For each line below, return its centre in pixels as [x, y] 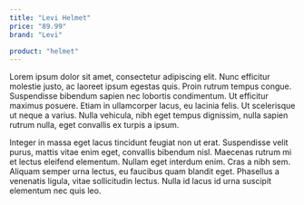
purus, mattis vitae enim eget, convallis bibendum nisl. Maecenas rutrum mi [151, 152]
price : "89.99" [38, 26]
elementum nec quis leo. [55, 190]
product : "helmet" [44, 51]
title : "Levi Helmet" [50, 18]
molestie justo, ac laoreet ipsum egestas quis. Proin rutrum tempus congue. [151, 86]
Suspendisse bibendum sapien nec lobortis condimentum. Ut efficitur [139, 96]
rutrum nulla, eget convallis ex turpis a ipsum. [94, 125]
